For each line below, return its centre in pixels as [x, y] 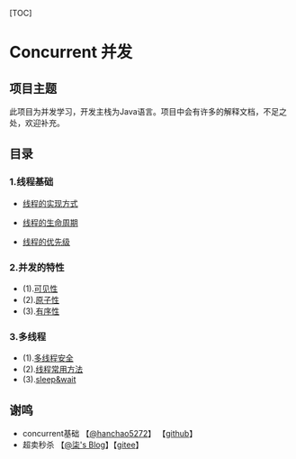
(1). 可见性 [40, 289]
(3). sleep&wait [49, 380]
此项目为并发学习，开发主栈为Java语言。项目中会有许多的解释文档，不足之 [148, 111]
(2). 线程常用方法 [53, 370]
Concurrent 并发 [71, 52]
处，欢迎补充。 [37, 123]
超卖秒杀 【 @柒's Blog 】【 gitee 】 [83, 445]
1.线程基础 [31, 182]
